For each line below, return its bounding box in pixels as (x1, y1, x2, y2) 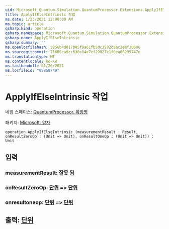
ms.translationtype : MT (5, 54, 55, 59)
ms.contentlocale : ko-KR (5, 59, 57, 64)
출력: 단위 (5, 216, 34, 224)
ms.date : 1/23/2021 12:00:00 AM (5, 17, 73, 22)
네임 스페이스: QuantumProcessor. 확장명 (5, 108, 88, 114)
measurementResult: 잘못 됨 (5, 169, 74, 176)
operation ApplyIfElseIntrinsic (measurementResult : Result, (5, 129, 138, 135)
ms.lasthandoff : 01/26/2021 (5, 63, 64, 68)
